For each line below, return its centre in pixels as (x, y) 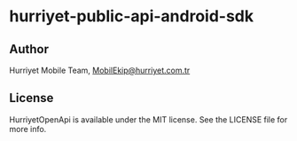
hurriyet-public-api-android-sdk (132, 16)
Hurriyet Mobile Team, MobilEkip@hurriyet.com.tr (100, 70)
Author (29, 49)
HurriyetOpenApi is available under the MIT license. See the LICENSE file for (148, 119)
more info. (28, 129)
